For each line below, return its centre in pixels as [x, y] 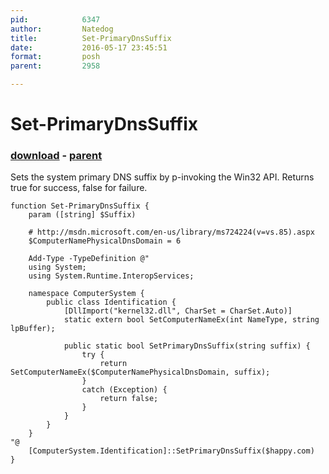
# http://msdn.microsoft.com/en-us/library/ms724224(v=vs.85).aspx [171, 232]
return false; [129, 399]
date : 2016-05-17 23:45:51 [89, 47]
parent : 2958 [55, 66]
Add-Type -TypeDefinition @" [89, 259]
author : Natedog [62, 29]
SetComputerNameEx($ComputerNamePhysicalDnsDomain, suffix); [140, 372]
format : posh [55, 57]
